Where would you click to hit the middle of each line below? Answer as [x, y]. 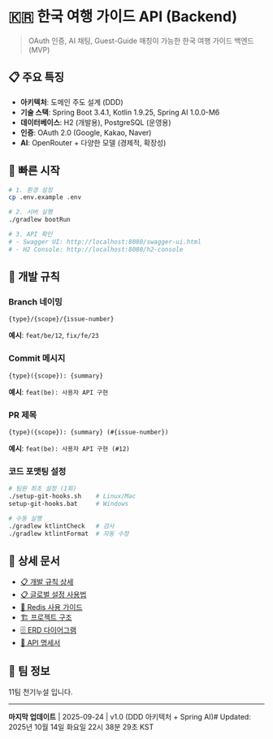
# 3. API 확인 [30, 235]
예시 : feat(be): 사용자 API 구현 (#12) [69, 448]
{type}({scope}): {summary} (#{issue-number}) [89, 432]
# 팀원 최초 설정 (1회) [43, 489]
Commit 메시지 [37, 358]
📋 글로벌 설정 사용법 [53, 594]
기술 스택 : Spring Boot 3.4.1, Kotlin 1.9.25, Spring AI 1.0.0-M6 [120, 112]
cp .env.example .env [45, 197]
